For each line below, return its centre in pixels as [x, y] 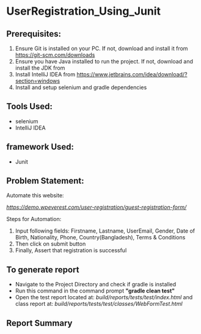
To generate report [43, 270]
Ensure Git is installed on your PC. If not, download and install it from [101, 48]
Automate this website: [35, 195]
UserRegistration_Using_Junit [83, 11]
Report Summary [39, 323]
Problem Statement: [45, 181]
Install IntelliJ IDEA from [45, 74]
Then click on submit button [50, 244]
